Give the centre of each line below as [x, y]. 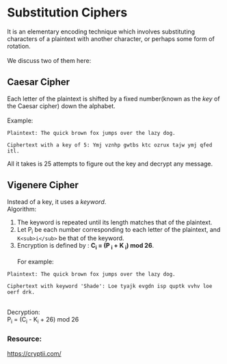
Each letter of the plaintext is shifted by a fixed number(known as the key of [113, 99]
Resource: [25, 339]
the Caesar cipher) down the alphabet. [62, 106]
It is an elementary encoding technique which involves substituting [101, 31]
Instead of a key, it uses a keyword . [57, 201]
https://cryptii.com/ [34, 354]
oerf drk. [21, 292]
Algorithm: [22, 209]
